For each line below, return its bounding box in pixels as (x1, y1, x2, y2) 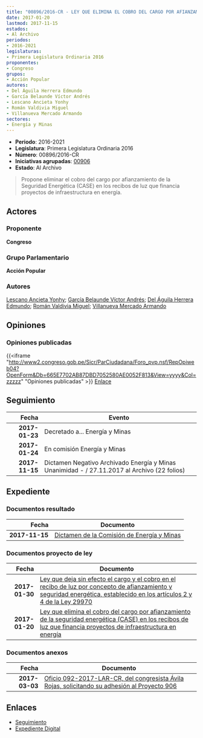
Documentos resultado (6, 505, 76, 513)
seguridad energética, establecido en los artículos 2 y (39, 589, 192, 598)
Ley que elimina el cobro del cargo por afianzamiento (39, 607, 191, 616)
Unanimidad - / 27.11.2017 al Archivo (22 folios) (44, 466, 185, 474)
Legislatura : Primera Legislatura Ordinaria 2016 (14, 145, 134, 152)
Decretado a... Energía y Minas (44, 427, 131, 435)
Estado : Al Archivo (14, 164, 62, 172)
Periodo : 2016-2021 (14, 138, 65, 146)
